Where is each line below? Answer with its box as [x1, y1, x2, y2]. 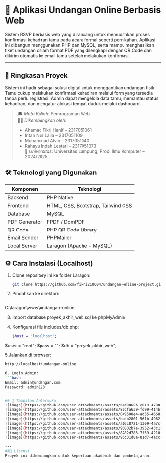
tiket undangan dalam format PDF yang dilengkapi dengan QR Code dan [5, 47, 152, 53]
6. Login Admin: [5, 371, 39, 376]
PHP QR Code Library [46, 226, 97, 233]
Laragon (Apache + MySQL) [46, 242, 112, 249]
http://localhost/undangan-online [5, 362, 77, 367]
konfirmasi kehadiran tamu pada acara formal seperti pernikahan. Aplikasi [5, 37, 156, 43]
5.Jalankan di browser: [5, 352, 52, 358]
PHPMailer [46, 234, 72, 241]
